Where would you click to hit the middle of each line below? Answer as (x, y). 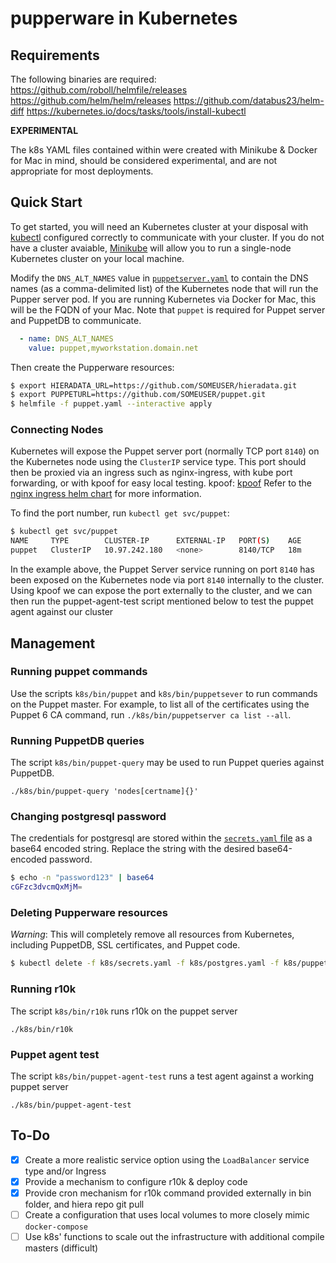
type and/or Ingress (65, 1171)
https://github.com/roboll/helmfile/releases (99, 90)
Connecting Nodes (57, 430)
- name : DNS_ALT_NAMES (66, 338)
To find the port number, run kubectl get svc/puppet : (120, 513)
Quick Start (46, 202)
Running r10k (43, 989)
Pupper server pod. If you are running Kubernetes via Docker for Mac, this (163, 299)
